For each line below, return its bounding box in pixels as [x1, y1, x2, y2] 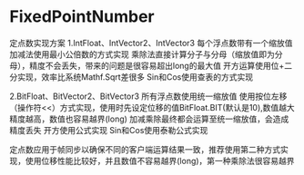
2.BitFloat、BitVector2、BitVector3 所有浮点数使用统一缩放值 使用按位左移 [9, 91, 288, 102]
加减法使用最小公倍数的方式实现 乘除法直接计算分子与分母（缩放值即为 [9, 48, 275, 60]
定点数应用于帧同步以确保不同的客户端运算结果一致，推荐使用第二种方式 [9, 143, 280, 155]
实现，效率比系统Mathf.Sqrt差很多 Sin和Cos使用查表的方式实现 [16, 71, 254, 83]
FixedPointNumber [9, 6, 155, 27]
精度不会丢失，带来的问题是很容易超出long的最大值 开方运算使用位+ [28, 60, 285, 71]
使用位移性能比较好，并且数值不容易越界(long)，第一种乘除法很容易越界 [25, 155, 295, 166]
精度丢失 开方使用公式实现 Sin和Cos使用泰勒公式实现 [9, 124, 208, 135]
